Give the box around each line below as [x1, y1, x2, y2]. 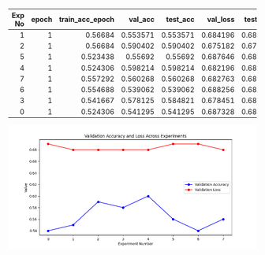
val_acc [129, 15, 155, 24]
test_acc [166, 15, 195, 24]
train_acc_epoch [58, 15, 115, 24]
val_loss [207, 15, 235, 24]
